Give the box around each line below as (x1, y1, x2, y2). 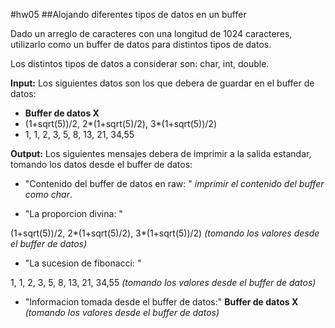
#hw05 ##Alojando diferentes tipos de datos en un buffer (10, 9, 247, 20)
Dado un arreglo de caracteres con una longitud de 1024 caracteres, (10, 28, 293, 39)
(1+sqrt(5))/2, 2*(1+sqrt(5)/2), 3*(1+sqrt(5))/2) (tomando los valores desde (10, 227, 320, 239)
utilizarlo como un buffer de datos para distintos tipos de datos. (10, 39, 272, 50)
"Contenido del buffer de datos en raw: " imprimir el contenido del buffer (24, 178, 325, 189)
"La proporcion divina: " (24, 208, 123, 219)
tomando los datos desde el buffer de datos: (10, 159, 193, 170)
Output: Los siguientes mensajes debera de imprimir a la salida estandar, (10, 148, 312, 159)
